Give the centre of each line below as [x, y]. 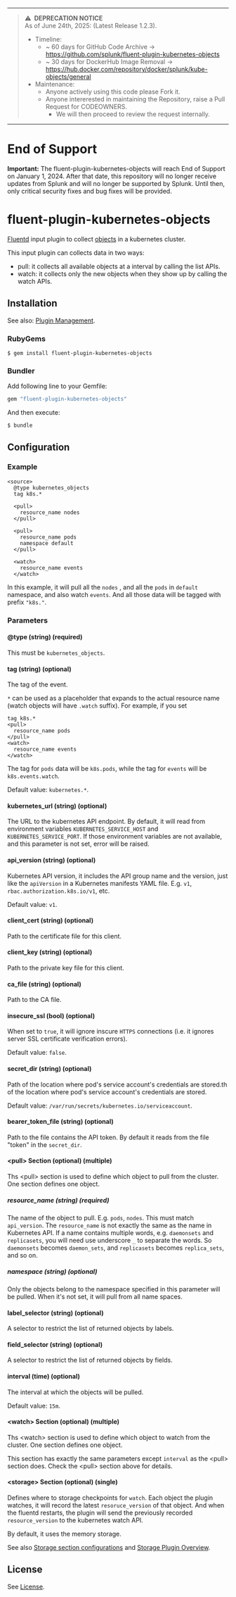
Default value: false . [37, 1053]
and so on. [23, 1255]
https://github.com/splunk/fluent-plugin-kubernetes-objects [132, 54]
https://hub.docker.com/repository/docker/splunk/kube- [127, 69]
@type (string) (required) [45, 637]
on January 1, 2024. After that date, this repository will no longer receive [112, 176]
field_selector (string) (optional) [55, 1344]
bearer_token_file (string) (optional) [60, 1122]
